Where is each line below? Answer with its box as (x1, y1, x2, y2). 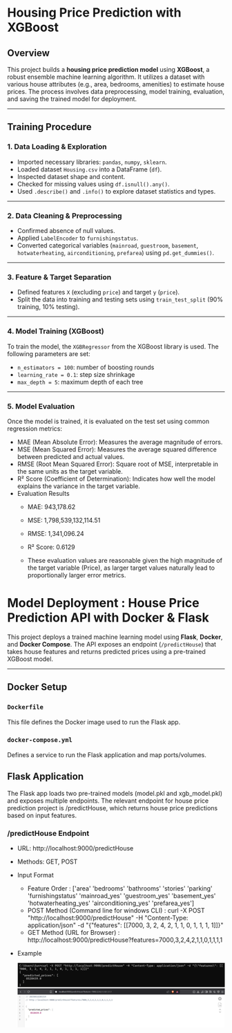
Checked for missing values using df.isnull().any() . (17, 180, 170, 188)
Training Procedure (7, 121, 92, 133)
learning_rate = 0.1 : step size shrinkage (17, 370, 135, 378)
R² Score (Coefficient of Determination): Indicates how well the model (17, 474, 215, 483)
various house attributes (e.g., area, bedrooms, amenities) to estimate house (7, 80, 225, 88)
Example (17, 949, 43, 957)
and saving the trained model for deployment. (7, 95, 137, 103)
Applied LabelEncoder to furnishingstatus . (17, 234, 139, 242)
